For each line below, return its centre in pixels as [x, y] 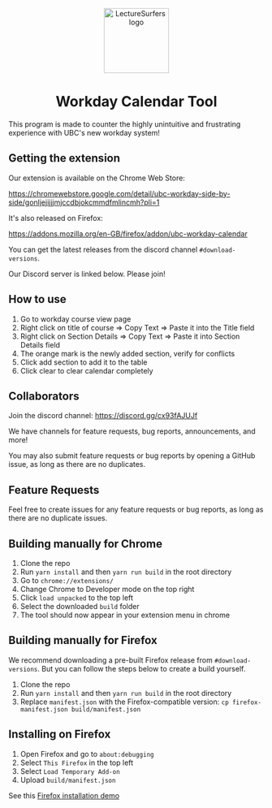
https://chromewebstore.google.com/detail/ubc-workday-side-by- [119, 193]
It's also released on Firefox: [56, 218]
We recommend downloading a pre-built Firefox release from [111, 660]
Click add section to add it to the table [84, 362]
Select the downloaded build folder [80, 606]
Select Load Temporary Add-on [70, 771]
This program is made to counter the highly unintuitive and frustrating [125, 124]
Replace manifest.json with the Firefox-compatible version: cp [124, 702]
